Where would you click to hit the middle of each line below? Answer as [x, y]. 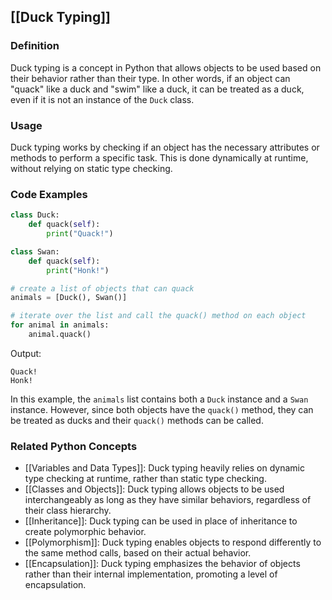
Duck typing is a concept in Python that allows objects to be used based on [166, 67]
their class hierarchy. [68, 511]
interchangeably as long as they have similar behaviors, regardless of [168, 500]
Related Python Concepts [74, 446]
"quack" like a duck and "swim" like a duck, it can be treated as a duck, [157, 89]
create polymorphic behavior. [85, 532]
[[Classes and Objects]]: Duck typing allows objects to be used [154, 489]
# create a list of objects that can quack [102, 288]
